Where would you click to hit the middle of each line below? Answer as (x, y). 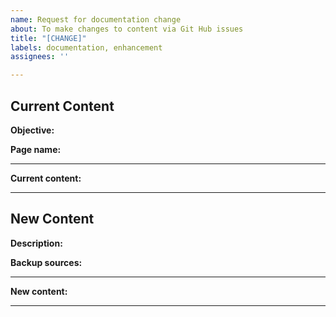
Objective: (32, 130)
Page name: (36, 149)
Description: (36, 243)
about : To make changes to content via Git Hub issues (127, 29)
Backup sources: (46, 262)
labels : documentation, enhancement (86, 47)
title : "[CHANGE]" (48, 38)
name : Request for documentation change (96, 19)
